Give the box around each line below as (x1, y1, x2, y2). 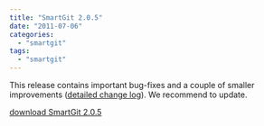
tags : (9, 47, 30, 56)
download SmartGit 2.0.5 (9, 107, 102, 117)
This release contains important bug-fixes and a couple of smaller (9, 80, 255, 90)
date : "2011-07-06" (9, 22, 83, 31)
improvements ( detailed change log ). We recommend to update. (9, 89, 248, 100)
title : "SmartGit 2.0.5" (9, 13, 103, 22)
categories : (9, 30, 54, 39)
